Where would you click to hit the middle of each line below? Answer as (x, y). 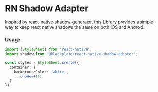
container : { (23, 67)
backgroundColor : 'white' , (41, 72)
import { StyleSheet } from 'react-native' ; (49, 50)
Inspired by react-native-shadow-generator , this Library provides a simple (79, 22)
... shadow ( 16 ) (28, 76)
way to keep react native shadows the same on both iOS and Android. (75, 27)
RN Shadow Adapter (47, 8)
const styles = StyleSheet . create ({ (42, 63)
